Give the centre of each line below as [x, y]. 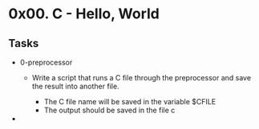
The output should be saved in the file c [109, 110]
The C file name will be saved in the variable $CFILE [130, 102]
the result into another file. [75, 86]
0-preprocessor [46, 62]
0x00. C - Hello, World [84, 14]
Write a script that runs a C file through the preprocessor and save [141, 78]
